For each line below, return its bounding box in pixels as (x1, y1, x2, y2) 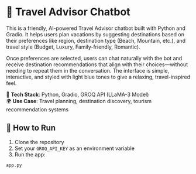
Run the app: (14, 151, 46, 158)
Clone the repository (14, 138, 64, 145)
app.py (6, 162, 22, 168)
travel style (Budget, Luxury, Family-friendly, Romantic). (6, 43, 140, 50)
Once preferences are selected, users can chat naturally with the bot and (6, 54, 183, 62)
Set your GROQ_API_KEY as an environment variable (14, 145, 135, 152)
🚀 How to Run (6, 123, 56, 133)
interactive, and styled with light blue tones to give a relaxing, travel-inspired (6, 73, 191, 80)
